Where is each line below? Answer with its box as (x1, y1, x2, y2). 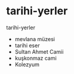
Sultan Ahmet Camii (14, 48, 64, 55)
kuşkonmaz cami (14, 54, 57, 61)
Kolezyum (14, 61, 40, 68)
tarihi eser (14, 42, 40, 49)
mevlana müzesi (14, 35, 55, 42)
